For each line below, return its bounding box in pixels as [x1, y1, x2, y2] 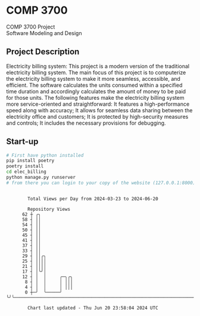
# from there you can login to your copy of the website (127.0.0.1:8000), [6, 179, 198, 186]
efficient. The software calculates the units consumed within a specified [6, 81, 183, 89]
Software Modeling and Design [6, 29, 82, 36]
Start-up [6, 137, 39, 147]
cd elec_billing [6, 169, 46, 175]
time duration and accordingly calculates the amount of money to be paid [6, 87, 186, 95]
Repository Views [27, 206, 70, 212]
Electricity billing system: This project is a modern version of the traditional [6, 62, 189, 69]
